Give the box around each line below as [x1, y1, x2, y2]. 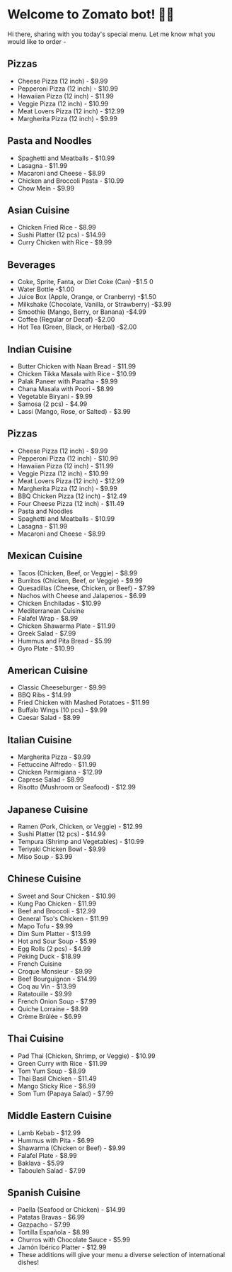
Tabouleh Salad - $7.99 [17, 1166, 86, 1175]
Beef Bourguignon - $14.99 [17, 974, 97, 983]
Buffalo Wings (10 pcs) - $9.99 [17, 706, 108, 714]
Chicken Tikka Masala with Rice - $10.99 [17, 370, 137, 378]
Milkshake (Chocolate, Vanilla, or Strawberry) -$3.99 [17, 300, 172, 309]
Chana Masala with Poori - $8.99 [17, 385, 115, 393]
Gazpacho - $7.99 [17, 1220, 71, 1229]
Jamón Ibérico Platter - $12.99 [17, 1243, 107, 1251]
